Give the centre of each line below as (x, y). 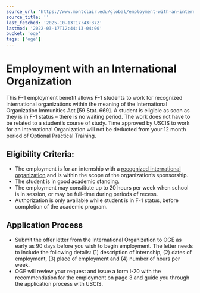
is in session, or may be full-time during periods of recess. (86, 194)
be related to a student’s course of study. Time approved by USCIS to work (98, 123)
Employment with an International (91, 69)
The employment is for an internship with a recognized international (98, 168)
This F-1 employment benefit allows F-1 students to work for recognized (94, 97)
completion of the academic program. (61, 206)
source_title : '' (28, 17)
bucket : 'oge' (24, 34)
